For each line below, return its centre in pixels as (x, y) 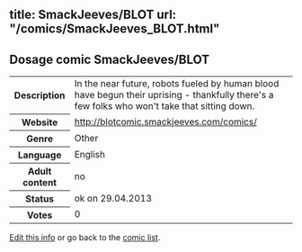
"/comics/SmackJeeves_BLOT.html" (115, 29)
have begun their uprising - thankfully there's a (174, 95)
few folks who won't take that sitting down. (164, 106)
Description (40, 95)
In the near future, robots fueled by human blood (177, 84)
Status (40, 199)
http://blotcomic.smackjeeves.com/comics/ (166, 121)
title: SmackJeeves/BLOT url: (93, 15)
